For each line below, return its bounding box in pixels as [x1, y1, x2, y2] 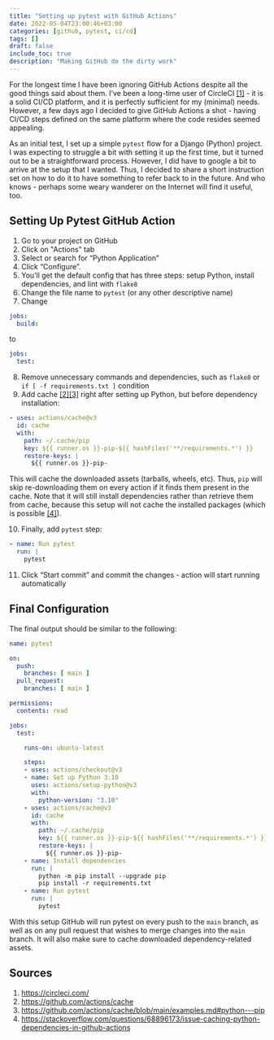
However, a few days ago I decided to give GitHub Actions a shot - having [9, 105, 257, 115]
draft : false [9, 42, 54, 50]
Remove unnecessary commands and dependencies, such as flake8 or [20, 372, 260, 382]
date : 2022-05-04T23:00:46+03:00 [9, 20, 123, 28]
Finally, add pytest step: [20, 524, 102, 534]
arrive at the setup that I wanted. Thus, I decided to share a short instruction [9, 164, 264, 174]
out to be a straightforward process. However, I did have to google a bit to [9, 155, 257, 165]
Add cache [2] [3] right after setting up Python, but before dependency [20, 390, 258, 400]
